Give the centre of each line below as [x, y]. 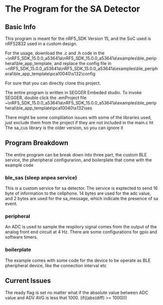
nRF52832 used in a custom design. [41, 44]
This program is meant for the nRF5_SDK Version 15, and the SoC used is [78, 38]
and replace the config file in [83, 63]
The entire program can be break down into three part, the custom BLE [76, 154]
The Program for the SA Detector [72, 9]
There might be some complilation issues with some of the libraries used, [78, 117]
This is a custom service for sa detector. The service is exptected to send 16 [81, 188]
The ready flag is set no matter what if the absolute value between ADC [77, 292]
